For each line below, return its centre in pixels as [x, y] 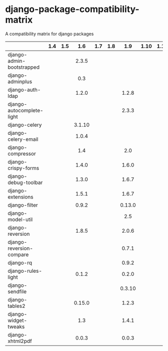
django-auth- [24, 90]
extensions [20, 197]
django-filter [23, 205]
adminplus [20, 81]
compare [18, 254]
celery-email [23, 139]
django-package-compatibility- [72, 9]
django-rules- [25, 271]
